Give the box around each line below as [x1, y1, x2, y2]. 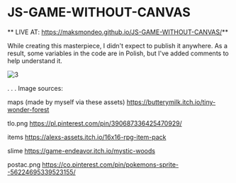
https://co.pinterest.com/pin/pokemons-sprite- [42, 160, 179, 169]
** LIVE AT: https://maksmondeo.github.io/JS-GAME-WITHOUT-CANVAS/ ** [7, 28, 229, 36]
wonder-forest [7, 105, 50, 113]
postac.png [7, 160, 41, 169]
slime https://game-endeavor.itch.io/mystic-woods [7, 146, 156, 155]
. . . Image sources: [7, 84, 64, 92]
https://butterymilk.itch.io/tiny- [126, 97, 216, 106]
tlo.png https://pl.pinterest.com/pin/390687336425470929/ [7, 118, 182, 128]
